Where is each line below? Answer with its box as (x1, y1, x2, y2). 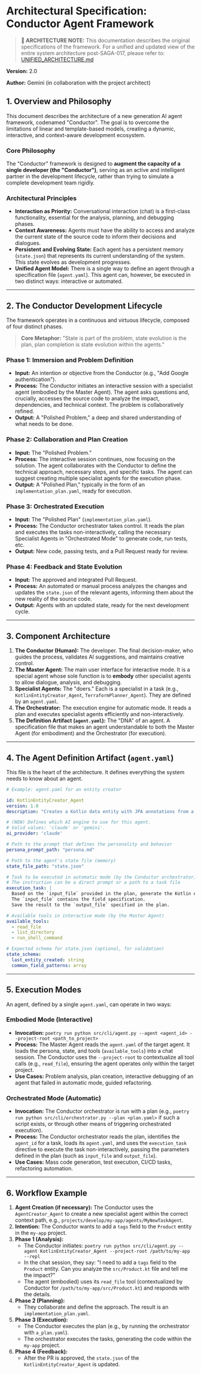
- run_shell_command (11, 935, 63, 941)
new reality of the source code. (14, 595, 92, 603)
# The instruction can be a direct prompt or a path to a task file (6, 880, 181, 886)
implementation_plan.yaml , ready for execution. (14, 487, 132, 494)
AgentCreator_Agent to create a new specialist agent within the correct (14, 1210, 188, 1217)
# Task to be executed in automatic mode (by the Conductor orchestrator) (6, 874, 197, 880)
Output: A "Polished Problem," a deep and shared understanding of (14, 414, 182, 421)
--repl (23, 1254, 41, 1260)
